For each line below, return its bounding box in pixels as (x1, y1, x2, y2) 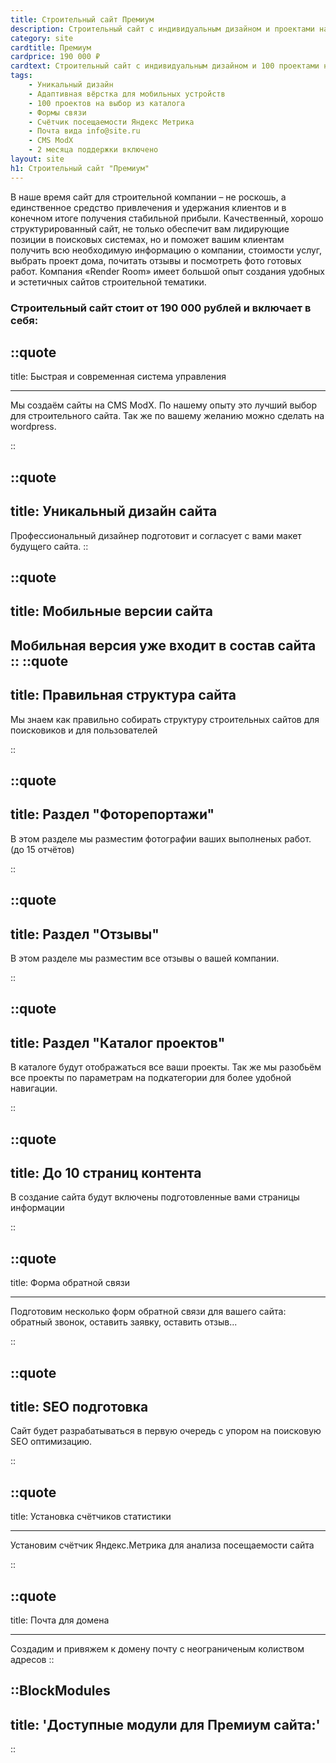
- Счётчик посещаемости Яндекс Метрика (28, 117, 195, 127)
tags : (10, 71, 33, 81)
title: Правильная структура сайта (10, 687, 237, 704)
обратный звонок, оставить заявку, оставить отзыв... (10, 1316, 238, 1328)
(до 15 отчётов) (10, 843, 75, 855)
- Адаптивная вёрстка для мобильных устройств (28, 89, 226, 99)
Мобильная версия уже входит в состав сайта (10, 637, 317, 654)
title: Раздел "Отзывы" (10, 926, 160, 943)
